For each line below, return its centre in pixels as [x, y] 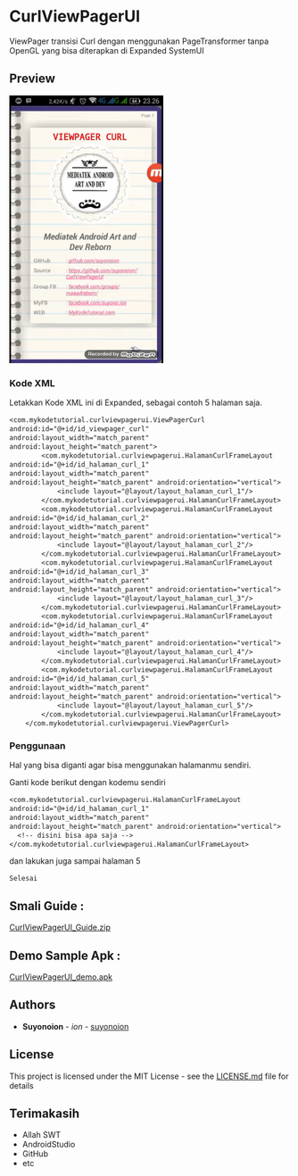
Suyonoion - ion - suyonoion [75, 1026]
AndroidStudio [49, 1145]
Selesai [24, 879]
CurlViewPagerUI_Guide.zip [60, 928]
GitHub [35, 1154]
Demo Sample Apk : [65, 955]
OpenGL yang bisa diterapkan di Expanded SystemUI [107, 50]
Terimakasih [45, 1113]
